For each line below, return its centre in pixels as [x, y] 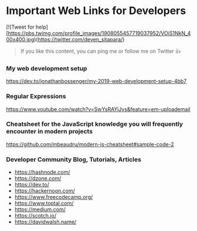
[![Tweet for [20, 27]
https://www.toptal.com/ [44, 204]
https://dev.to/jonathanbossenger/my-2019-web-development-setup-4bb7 [96, 81]
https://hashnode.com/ [42, 172]
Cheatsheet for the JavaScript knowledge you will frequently [95, 124]
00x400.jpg [20, 39]
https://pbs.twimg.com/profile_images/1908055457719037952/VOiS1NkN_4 [99, 33]
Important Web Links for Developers [96, 11]
